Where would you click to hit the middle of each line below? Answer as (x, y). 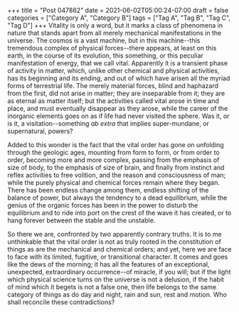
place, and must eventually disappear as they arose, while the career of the (118, 108)
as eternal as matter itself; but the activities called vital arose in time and (113, 101)
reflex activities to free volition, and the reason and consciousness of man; (117, 175)
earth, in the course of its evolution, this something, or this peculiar (106, 55)
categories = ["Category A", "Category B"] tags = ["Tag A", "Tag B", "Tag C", (119, 18)
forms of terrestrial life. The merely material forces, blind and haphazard (113, 86)
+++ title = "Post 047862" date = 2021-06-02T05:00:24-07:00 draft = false (118, 10)
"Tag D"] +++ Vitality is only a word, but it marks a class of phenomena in (115, 25)
